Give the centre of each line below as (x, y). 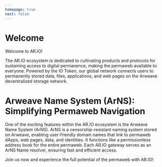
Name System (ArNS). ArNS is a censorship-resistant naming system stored (81, 130)
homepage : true (20, 9)
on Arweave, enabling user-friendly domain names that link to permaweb (78, 135)
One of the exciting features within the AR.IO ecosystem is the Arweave (76, 124)
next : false (17, 14)
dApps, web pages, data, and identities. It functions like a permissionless (78, 140)
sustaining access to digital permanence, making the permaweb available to (81, 66)
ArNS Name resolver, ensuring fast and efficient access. (61, 150)
